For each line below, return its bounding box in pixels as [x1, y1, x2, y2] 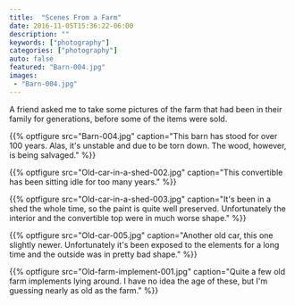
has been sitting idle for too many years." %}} [9, 176, 177, 187]
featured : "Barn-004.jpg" [9, 63, 105, 72]
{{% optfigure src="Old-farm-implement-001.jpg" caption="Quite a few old [9, 266, 286, 276]
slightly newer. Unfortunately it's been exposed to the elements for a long [9, 239, 280, 250]
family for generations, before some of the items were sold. [9, 113, 228, 124]
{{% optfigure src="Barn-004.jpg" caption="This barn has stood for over [9, 130, 278, 141]
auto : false [9, 54, 54, 63]
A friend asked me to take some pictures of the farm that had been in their [9, 103, 282, 114]
